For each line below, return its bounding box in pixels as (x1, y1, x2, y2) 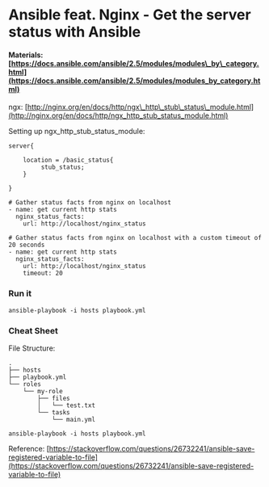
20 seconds (8, 241, 45, 250)
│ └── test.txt (37, 401, 95, 409)
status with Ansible (8, 23, 141, 41)
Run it (8, 288, 32, 300)
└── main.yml (51, 415, 95, 423)
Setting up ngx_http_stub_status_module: (8, 127, 145, 136)
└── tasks (37, 408, 70, 417)
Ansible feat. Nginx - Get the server (8, 6, 252, 24)
